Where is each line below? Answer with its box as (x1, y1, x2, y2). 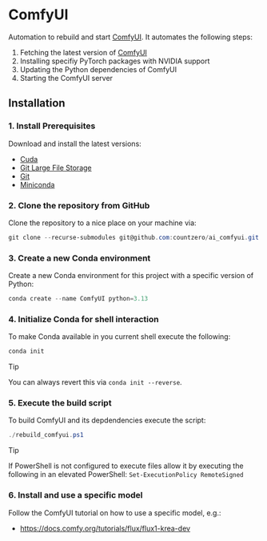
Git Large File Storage (19, 163, 92, 172)
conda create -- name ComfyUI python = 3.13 (8, 295, 149, 303)
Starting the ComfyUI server (19, 73, 114, 83)
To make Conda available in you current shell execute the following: (8, 332, 231, 341)
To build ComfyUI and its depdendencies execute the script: (8, 415, 206, 426)
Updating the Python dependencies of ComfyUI (19, 64, 177, 74)
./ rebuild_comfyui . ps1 (8, 431, 84, 439)
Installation (8, 96, 66, 110)
